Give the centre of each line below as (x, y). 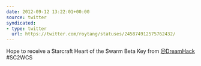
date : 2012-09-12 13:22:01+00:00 (48, 12)
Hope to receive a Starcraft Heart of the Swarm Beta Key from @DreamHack (100, 51)
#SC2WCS (19, 58)
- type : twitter (26, 28)
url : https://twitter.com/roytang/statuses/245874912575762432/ (94, 34)
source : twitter (26, 17)
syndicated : (21, 23)
